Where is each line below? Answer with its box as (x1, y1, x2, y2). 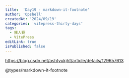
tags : (5, 26, 16, 31)
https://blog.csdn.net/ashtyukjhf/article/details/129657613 (5, 57, 124, 63)
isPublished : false (5, 44, 46, 49)
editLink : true (5, 39, 37, 44)
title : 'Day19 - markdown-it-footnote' (5, 7, 90, 12)
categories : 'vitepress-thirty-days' (5, 21, 83, 26)
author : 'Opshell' (5, 12, 43, 17)
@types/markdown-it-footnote (5, 67, 68, 73)
